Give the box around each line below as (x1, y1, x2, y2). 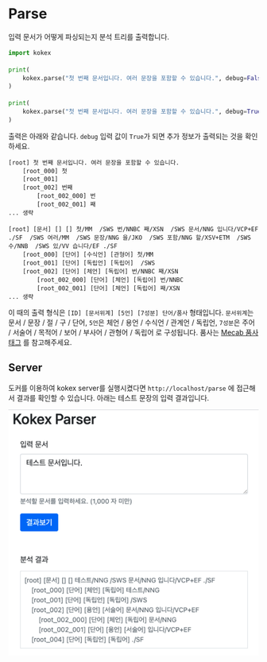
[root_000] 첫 (22, 167, 68, 175)
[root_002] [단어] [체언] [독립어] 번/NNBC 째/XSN (22, 267, 179, 275)
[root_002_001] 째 (37, 200, 96, 208)
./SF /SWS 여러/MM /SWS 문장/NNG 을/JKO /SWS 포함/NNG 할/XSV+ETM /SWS (8, 234, 252, 242)
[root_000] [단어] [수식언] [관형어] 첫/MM (22, 250, 153, 258)
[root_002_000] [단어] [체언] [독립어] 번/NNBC (37, 276, 184, 284)
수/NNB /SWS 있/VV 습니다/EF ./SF (8, 242, 118, 250)
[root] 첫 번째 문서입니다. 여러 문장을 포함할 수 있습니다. (8, 158, 180, 167)
